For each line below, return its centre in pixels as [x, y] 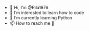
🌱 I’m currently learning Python [41, 18]
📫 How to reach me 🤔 [32, 23]
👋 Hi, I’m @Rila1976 [29, 8]
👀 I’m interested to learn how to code [47, 13]
